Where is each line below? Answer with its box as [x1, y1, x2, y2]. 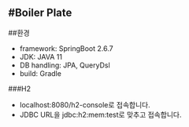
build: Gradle [19, 68, 61, 78]
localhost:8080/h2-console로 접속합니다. [19, 100, 151, 109]
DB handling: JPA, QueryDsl [19, 60, 110, 70]
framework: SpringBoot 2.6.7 [19, 43, 113, 53]
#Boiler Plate [8, 6, 72, 20]
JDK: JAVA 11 [19, 52, 63, 61]
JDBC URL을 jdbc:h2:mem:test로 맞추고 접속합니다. [19, 110, 182, 119]
